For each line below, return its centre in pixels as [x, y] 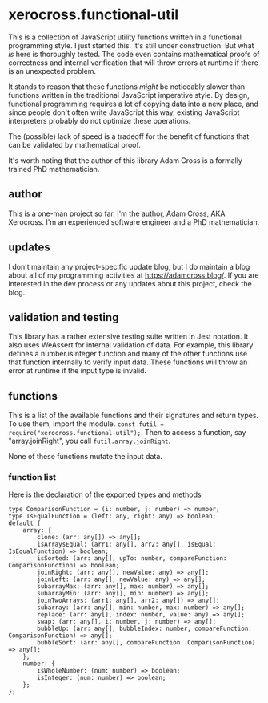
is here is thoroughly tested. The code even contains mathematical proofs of [134, 54]
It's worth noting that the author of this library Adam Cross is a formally [125, 160]
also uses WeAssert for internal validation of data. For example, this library [131, 345]
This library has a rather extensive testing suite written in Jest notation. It [128, 337]
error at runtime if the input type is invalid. [77, 371]
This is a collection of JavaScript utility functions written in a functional [125, 37]
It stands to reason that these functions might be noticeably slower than [127, 87]
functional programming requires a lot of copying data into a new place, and [133, 104]
